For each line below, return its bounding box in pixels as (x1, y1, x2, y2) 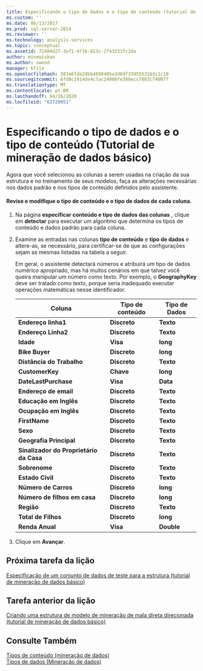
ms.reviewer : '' (6, 31, 47, 38)
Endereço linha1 (18, 318, 66, 326)
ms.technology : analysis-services (6, 37, 94, 43)
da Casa (18, 454, 42, 462)
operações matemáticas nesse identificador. (14, 286, 126, 293)
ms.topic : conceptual (6, 43, 61, 49)
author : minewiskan (6, 54, 56, 60)
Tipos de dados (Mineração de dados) (6, 658, 101, 666)
